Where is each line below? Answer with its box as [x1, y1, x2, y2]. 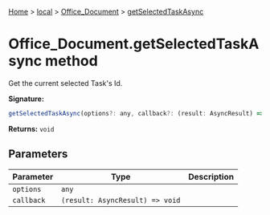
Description [188, 171, 235, 182]
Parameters [8, 148, 68, 161]
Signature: [8, 94, 44, 103]
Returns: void [8, 124, 55, 133]
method [45, 52, 98, 71]
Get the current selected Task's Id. [8, 78, 123, 87]
